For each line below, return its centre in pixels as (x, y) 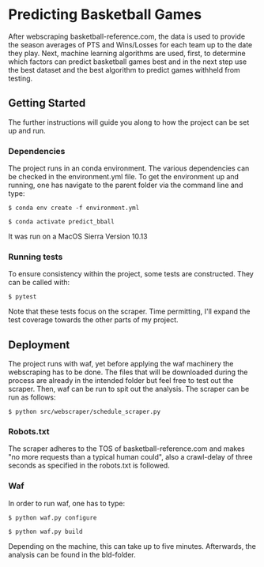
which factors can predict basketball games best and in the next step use (128, 62)
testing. (21, 78)
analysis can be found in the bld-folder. (72, 554)
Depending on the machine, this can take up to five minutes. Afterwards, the (132, 546)
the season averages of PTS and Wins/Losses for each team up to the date (130, 44)
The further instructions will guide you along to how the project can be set (129, 122)
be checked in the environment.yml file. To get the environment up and (124, 177)
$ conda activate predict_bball (61, 222)
